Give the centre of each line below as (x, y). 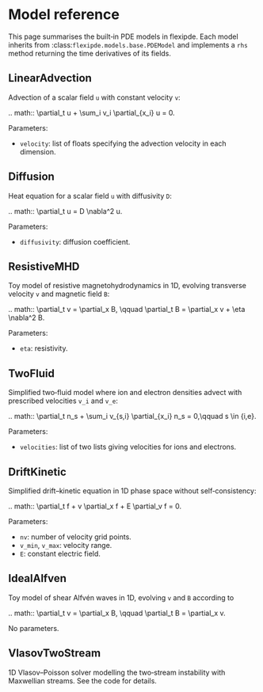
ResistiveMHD (44, 266)
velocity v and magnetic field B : (59, 294)
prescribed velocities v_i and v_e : (63, 401)
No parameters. (34, 628)
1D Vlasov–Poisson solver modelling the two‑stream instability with (117, 672)
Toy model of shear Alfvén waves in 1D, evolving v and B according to (121, 597)
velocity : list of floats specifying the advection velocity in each (123, 143)
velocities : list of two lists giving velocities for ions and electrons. (128, 447)
